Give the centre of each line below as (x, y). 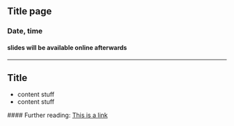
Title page (30, 11)
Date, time (25, 31)
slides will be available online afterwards (67, 47)
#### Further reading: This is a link (57, 115)
